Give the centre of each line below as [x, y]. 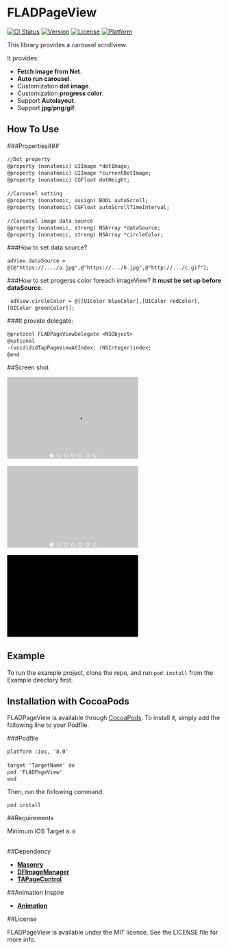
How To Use [33, 129]
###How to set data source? [47, 247]
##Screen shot [28, 367]
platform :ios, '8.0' [38, 752]
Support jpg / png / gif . [47, 108]
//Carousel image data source [50, 221]
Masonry [30, 864]
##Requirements [30, 818]
